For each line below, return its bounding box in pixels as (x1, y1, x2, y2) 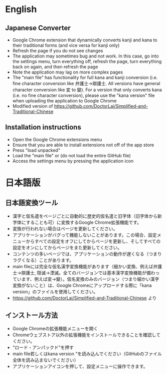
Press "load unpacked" (12, 147, 61, 153)
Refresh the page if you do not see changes (12, 48, 103, 53)
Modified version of (12, 103, 54, 109)
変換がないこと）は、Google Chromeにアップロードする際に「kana (12, 282, 152, 288)
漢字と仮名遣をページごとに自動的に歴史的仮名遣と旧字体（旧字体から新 (12, 213, 162, 219)
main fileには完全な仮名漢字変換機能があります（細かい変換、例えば (12, 263, 153, 269)
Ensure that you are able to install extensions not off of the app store (12, 142, 154, 148)
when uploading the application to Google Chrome (12, 98, 117, 104)
